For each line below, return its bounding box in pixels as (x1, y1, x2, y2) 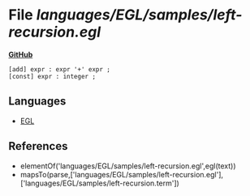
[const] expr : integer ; (8, 72, 96, 80)
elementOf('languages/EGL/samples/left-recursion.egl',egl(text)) (19, 160, 237, 171)
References (8, 139, 68, 153)
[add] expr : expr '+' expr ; (8, 65, 111, 74)
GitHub (8, 49, 33, 59)
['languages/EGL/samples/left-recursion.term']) (19, 178, 180, 188)
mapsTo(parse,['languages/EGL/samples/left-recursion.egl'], (19, 169, 224, 179)
